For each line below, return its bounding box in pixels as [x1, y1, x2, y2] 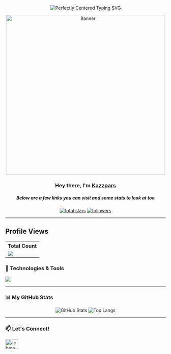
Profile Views [5, 227, 49, 236]
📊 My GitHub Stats [5, 294, 53, 301]
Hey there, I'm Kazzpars [55, 182, 116, 189]
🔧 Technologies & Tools [5, 264, 65, 272]
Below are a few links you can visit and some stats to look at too [16, 194, 155, 201]
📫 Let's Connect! [5, 325, 50, 333]
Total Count [8, 242, 37, 249]
